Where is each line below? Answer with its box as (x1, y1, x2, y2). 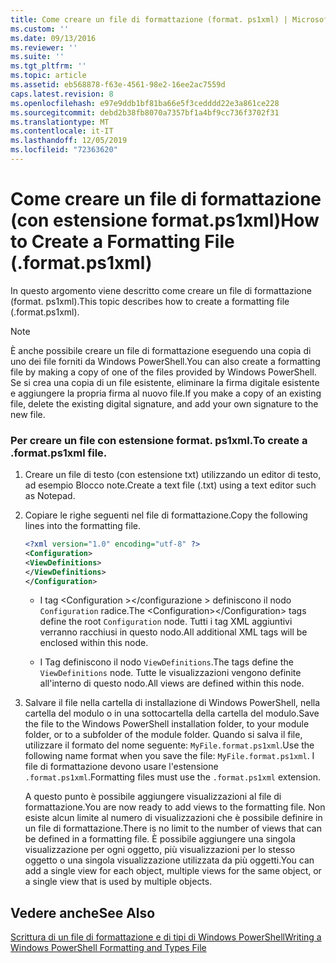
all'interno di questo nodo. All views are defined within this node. (39, 677, 305, 690)
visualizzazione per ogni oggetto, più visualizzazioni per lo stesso (24, 844, 296, 856)
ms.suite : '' (10, 52, 65, 62)
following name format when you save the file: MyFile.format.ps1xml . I (24, 750, 315, 762)
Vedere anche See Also (10, 904, 156, 921)
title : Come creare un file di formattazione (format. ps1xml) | (10, 14, 288, 25)
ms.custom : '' (10, 24, 70, 34)
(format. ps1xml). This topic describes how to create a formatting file (10, 295, 290, 307)
